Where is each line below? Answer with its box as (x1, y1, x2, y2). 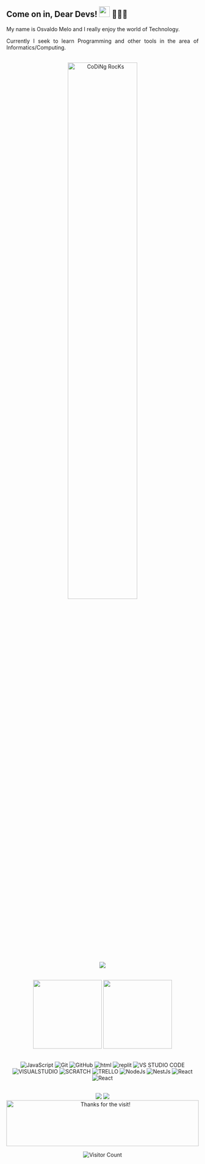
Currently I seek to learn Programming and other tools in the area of (6, 37, 199, 45)
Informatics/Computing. (6, 43, 66, 51)
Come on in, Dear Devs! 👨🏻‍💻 (6, 9, 128, 20)
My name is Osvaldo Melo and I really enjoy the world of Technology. (6, 25, 180, 32)
